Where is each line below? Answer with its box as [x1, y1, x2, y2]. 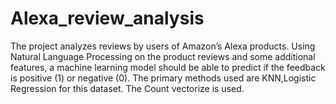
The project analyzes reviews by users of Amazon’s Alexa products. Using [10, 40, 316, 52]
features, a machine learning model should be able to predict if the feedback [10, 61, 326, 73]
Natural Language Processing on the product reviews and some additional [10, 50, 316, 62]
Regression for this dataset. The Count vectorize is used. [10, 82, 245, 94]
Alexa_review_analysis [10, 7, 205, 30]
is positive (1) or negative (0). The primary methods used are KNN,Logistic [10, 72, 317, 84]
